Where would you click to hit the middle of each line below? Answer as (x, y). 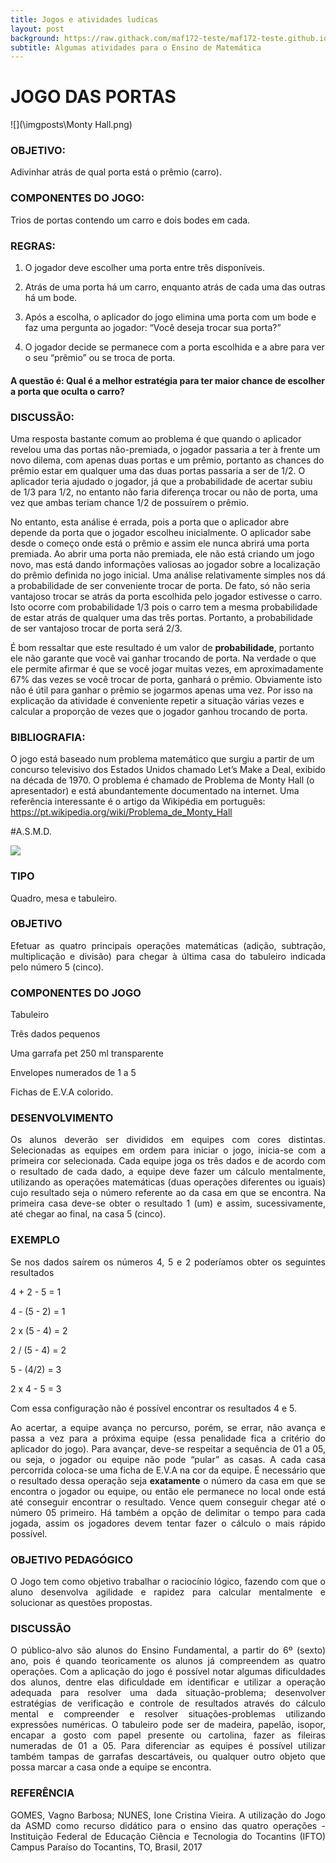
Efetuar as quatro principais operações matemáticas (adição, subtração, (168, 945)
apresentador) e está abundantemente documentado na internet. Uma (155, 791)
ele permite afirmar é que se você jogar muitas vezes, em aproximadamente (167, 668)
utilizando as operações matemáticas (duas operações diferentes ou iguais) (168, 1182)
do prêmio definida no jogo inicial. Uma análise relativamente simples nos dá (168, 575)
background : (35, 38)
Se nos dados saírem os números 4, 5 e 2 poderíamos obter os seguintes (168, 1262)
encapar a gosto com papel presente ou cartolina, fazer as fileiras (168, 1735)
